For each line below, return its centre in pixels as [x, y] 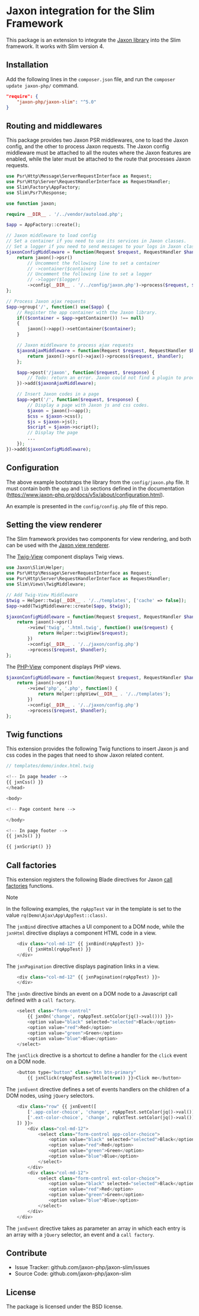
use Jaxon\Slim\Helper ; [36, 568]
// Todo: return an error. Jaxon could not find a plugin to [105, 378]
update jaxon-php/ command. [42, 85]
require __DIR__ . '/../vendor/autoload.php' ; [65, 214]
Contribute [27, 1253]
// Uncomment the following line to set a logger [90, 274]
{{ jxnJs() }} [24, 836]
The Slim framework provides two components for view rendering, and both [99, 539]
